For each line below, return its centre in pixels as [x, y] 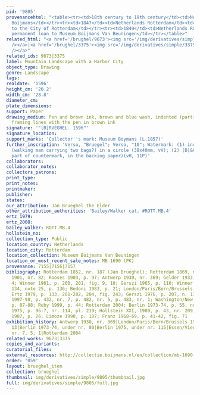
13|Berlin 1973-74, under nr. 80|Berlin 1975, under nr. [84, 327]
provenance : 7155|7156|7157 [41, 267]
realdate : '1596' [28, 84]
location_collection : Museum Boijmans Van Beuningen [73, 256]
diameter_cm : [22, 100]
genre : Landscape [28, 73]
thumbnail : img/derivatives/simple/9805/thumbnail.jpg [76, 377]
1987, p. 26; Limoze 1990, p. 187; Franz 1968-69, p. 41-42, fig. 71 [99, 316]
